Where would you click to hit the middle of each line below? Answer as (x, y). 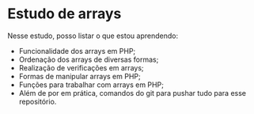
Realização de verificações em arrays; (81, 67)
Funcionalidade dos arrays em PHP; (77, 51)
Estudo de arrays (64, 14)
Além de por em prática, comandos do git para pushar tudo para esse (133, 93)
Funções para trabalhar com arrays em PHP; (91, 85)
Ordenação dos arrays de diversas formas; (89, 59)
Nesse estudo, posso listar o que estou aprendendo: (93, 36)
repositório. (38, 101)
